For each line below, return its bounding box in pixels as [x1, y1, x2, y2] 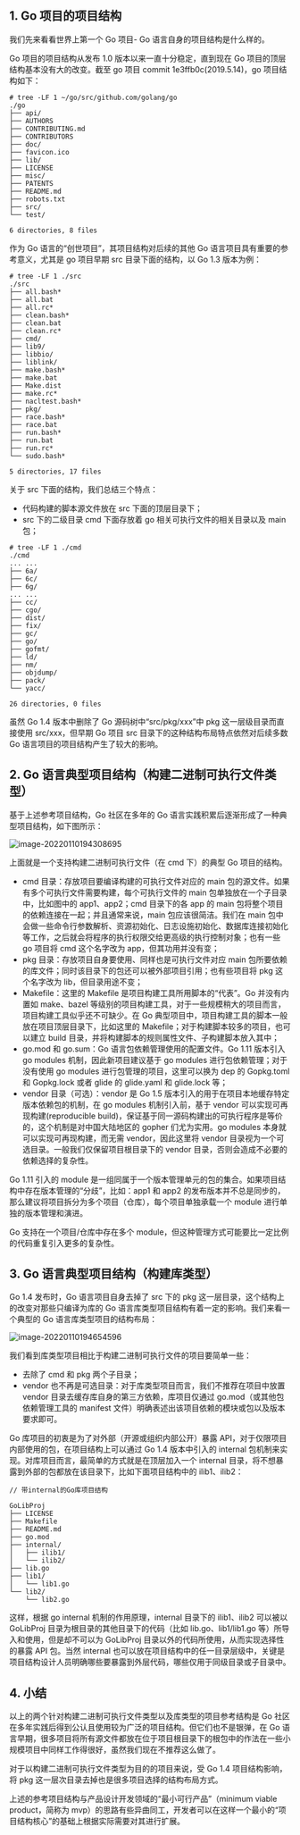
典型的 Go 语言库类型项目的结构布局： [16, 1314, 158, 1325]
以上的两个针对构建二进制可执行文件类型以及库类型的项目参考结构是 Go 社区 [9, 1711, 290, 1722]
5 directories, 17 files [9, 467, 102, 476]
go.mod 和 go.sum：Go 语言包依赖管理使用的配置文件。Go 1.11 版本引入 [21, 1043, 286, 1054]
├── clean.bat [9, 318, 62, 328]
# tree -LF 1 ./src [9, 272, 82, 281]
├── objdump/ [9, 668, 58, 677]
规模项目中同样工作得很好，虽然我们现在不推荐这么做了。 [9, 1745, 221, 1755]
